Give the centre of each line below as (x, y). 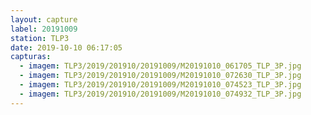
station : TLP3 (40, 38)
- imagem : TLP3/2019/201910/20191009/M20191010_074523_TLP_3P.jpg (160, 85)
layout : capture (44, 19)
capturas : (31, 57)
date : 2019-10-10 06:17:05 (66, 47)
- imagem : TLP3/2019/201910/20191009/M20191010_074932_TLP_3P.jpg (160, 94)
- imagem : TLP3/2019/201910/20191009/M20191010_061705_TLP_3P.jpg (160, 66)
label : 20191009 (44, 29)
